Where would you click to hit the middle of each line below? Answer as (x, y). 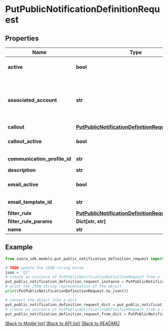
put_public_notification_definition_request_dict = (60, 304)
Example (19, 247)
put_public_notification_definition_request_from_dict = (66, 314)
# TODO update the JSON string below (44, 268)
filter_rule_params (30, 221)
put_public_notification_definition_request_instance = (64, 282)
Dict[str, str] (91, 221)
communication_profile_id (39, 159)
